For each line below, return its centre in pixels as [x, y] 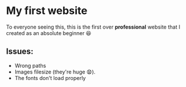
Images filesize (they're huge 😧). [55, 72]
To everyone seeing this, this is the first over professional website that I [93, 27]
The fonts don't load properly [50, 78]
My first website [47, 11]
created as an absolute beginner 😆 [49, 33]
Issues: [20, 52]
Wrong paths [30, 65]
